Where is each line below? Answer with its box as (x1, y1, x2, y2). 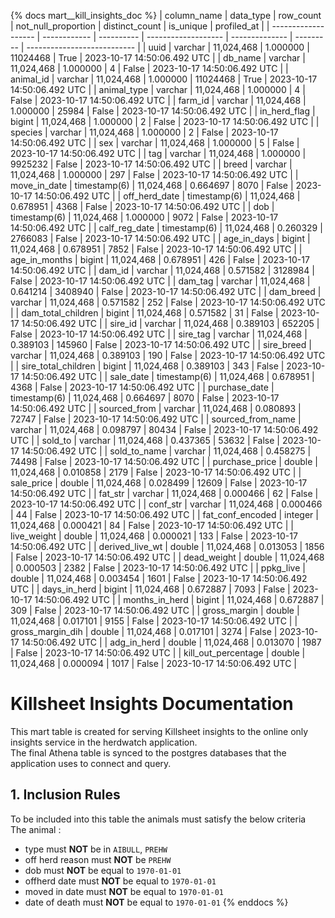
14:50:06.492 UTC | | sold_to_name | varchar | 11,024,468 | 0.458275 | (21, 445, 312, 457)
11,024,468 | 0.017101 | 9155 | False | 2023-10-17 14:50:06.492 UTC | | (10, 615, 298, 627)
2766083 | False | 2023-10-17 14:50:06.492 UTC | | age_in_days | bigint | (10, 233, 311, 244)
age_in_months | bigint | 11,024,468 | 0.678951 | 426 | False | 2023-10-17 (10, 254, 310, 265)
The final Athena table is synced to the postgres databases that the (10, 746, 287, 759)
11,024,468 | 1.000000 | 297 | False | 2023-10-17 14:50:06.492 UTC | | (10, 169, 299, 180)
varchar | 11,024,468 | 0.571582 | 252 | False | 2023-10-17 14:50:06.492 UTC (10, 296, 326, 308)
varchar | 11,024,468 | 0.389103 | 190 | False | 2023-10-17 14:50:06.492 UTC (10, 350, 326, 361)
